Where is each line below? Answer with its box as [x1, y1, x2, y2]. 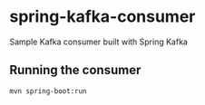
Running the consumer [9, 62, 142, 78]
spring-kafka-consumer [9, 6, 196, 27]
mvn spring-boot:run [9, 86, 88, 96]
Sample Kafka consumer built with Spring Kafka [9, 36, 189, 47]
